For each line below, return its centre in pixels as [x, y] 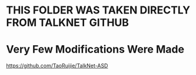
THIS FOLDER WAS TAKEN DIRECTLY [98, 10]
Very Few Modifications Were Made [95, 50]
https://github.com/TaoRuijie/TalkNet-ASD [57, 66]
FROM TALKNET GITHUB [68, 23]
